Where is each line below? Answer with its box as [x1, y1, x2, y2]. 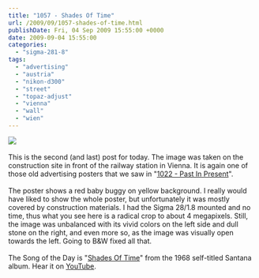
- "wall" [15, 107, 44, 115]
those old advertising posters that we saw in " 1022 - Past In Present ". [8, 169, 234, 178]
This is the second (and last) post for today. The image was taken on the [8, 152, 244, 162]
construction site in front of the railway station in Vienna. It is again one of [8, 160, 249, 170]
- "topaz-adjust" [15, 92, 73, 100]
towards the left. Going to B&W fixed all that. [8, 236, 152, 246]
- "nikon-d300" [15, 77, 66, 85]
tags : [8, 56, 26, 64]
